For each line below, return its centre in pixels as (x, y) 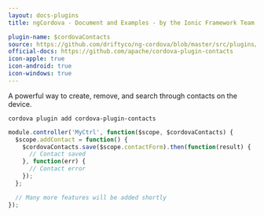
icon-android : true (40, 66)
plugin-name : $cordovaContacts (59, 37)
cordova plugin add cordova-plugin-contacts (82, 119)
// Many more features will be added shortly (91, 197)
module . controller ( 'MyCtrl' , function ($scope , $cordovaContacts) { (121, 132)
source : (21, 44)
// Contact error (57, 169)
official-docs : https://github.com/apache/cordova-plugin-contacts (121, 52)
